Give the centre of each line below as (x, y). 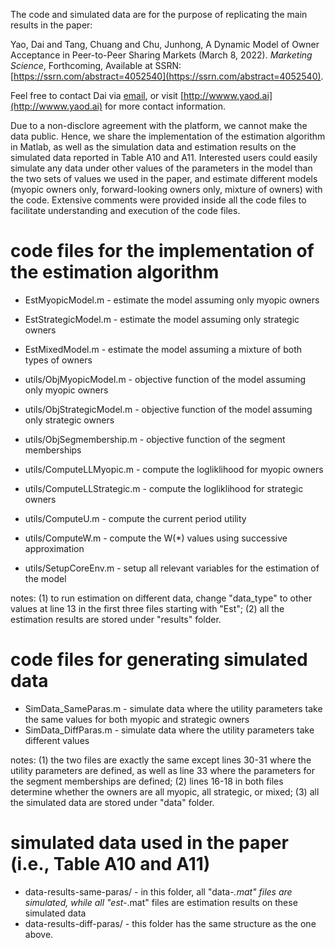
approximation (54, 548)
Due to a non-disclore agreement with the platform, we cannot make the (159, 125)
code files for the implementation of (162, 251)
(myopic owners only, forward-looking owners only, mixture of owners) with (166, 189)
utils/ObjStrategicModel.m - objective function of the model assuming (168, 409)
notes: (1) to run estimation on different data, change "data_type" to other (161, 598)
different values (57, 740)
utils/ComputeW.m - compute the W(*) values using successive (156, 538)
